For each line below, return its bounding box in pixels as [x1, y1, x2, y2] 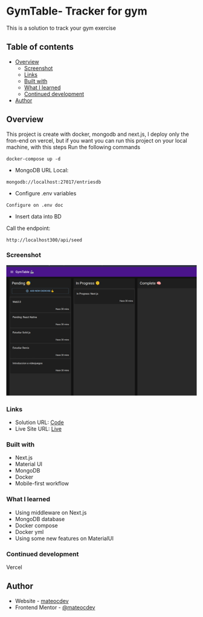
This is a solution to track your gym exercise [6, 24, 117, 32]
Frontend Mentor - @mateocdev [14, 604, 95, 611]
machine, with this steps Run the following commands [6, 143, 141, 150]
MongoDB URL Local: [14, 166, 69, 174]
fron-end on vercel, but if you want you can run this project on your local [6, 137, 187, 144]
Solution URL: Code [14, 419, 65, 426]
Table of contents [6, 42, 74, 52]
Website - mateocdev [14, 597, 69, 604]
